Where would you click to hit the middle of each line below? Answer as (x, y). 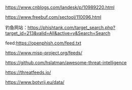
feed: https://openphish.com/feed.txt (43, 43)
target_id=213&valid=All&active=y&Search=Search (58, 33)
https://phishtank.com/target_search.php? (72, 28)
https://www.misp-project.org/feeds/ (44, 53)
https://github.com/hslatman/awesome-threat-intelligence (66, 62)
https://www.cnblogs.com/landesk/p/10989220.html (60, 7)
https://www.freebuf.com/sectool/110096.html (53, 17)
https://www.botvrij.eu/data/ (35, 82)
